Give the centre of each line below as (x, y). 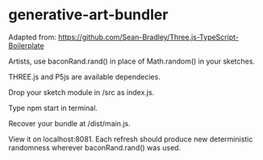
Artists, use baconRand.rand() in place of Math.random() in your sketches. (132, 61)
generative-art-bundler (88, 15)
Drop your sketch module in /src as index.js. (81, 92)
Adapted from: (32, 37)
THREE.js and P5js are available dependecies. (85, 76)
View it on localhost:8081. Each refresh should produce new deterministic (131, 139)
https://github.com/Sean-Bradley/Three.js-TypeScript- (148, 37)
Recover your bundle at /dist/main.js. (69, 123)
